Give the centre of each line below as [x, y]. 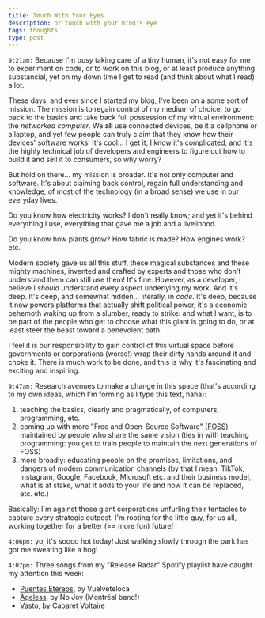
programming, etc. [50, 418]
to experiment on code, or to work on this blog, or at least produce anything [132, 69]
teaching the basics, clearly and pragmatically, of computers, [119, 410]
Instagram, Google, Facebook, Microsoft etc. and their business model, [135, 477]
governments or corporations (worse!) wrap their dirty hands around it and [130, 354]
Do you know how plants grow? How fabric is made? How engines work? [127, 239]
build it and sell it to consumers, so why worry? [85, 160]
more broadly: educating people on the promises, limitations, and [126, 461]
